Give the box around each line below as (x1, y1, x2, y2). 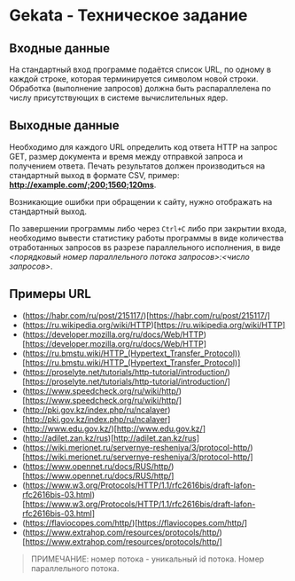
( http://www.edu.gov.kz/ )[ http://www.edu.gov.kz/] (21, 423, 206, 434)
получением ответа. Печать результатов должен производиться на (9, 161, 266, 171)
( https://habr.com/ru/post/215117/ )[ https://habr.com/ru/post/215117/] (21, 310, 270, 320)
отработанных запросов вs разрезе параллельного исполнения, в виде (9, 241, 281, 253)
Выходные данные (9, 118, 120, 133)
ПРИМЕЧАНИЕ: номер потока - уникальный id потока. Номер (30, 554, 265, 564)
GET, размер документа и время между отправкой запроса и (9, 151, 244, 161)
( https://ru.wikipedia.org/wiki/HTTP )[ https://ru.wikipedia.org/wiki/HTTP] (21, 319, 286, 330)
